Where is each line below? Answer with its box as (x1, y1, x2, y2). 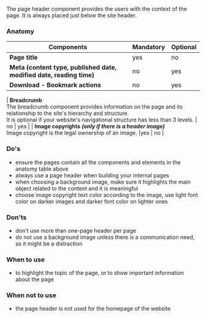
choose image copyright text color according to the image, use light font (15, 191, 198, 198)
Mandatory (132, 43, 166, 52)
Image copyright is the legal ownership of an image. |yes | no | (6, 129, 164, 137)
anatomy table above (15, 165, 69, 173)
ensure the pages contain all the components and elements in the (15, 158, 181, 166)
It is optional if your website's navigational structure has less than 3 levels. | (6, 116, 197, 123)
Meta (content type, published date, (9, 63, 117, 72)
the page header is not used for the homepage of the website (15, 305, 171, 312)
